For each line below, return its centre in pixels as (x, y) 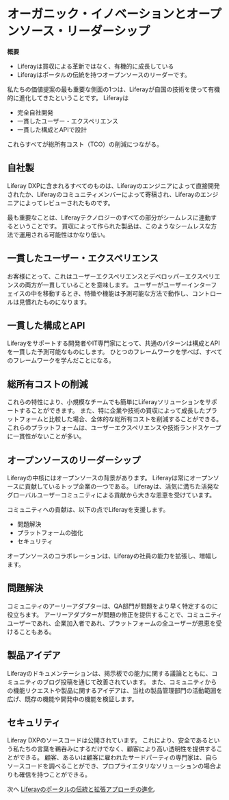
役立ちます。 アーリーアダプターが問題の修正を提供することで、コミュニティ (115, 614)
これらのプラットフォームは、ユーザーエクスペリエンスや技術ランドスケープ (114, 428)
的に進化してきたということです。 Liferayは (68, 97)
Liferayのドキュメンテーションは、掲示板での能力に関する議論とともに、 (109, 673)
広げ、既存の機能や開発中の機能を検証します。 (72, 699)
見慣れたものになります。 (55, 302)
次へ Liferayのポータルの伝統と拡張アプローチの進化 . (81, 789)
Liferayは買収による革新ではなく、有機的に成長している (95, 66)
